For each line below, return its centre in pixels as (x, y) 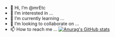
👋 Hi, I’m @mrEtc (28, 8)
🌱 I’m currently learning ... (37, 18)
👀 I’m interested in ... (32, 13)
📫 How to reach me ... (34, 29)
